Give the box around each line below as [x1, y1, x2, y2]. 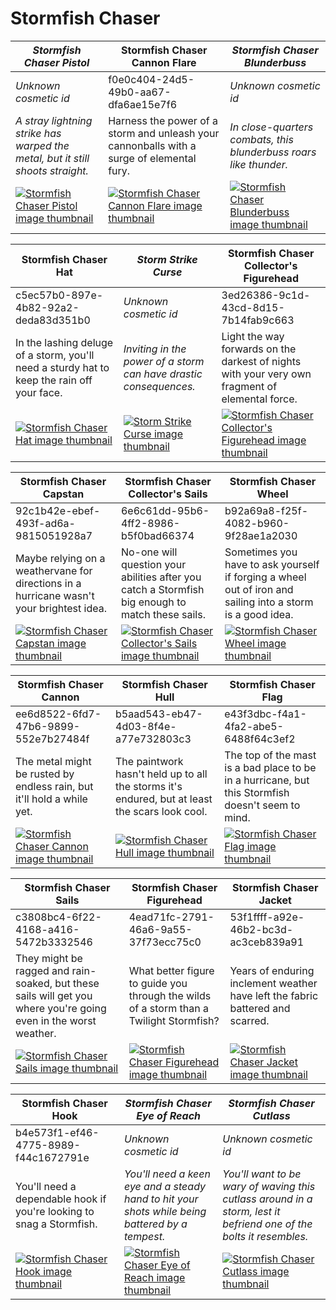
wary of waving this [222, 1179, 316, 1193]
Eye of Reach [136, 1108, 201, 1122]
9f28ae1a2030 [224, 528, 298, 542]
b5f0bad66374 [120, 528, 195, 542]
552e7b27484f [15, 732, 90, 746]
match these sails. [120, 607, 206, 621]
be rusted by [15, 767, 75, 781]
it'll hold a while [15, 792, 88, 806]
